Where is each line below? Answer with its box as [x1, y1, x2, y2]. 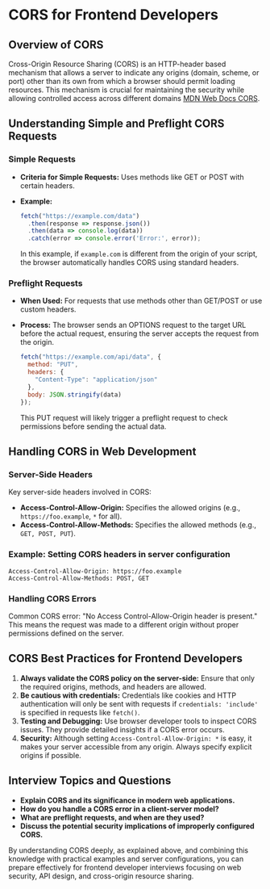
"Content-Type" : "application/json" [35, 375, 158, 384]
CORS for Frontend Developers [8, 6, 219, 24]
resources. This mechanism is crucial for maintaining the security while [8, 85, 244, 94]
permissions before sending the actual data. [19, 421, 167, 431]
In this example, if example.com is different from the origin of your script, [19, 249, 258, 259]
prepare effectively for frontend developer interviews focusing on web [8, 862, 242, 872]
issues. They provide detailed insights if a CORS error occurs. [19, 724, 226, 734]
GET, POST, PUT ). [19, 529, 77, 539]
